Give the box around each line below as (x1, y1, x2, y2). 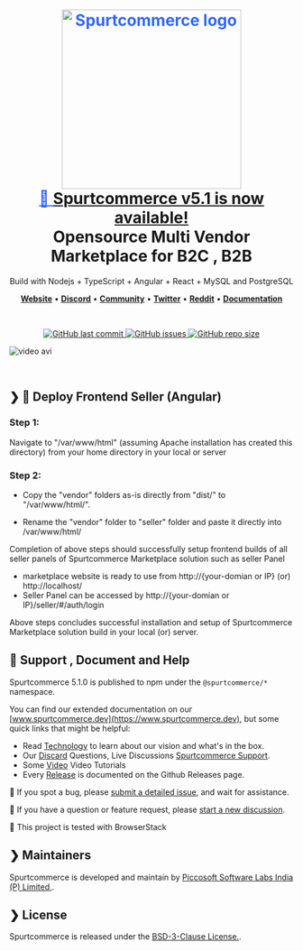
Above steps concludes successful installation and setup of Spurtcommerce (9, 616, 293, 627)
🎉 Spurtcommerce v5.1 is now (39, 189, 264, 209)
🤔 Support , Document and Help (9, 652, 190, 668)
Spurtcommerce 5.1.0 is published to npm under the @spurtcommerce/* (9, 677, 268, 688)
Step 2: (9, 469, 42, 482)
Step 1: (9, 416, 40, 429)
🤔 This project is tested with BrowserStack (9, 821, 167, 832)
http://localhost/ (22, 580, 83, 591)
